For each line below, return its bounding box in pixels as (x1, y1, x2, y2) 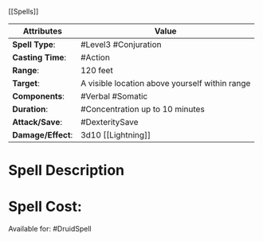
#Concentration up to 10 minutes (80, 103, 205, 115)
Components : (12, 91, 65, 102)
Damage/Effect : (12, 130, 73, 140)
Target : (12, 78, 40, 88)
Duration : (12, 103, 49, 115)
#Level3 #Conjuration (80, 39, 162, 50)
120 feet (80, 65, 113, 76)
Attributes (22, 25, 62, 37)
